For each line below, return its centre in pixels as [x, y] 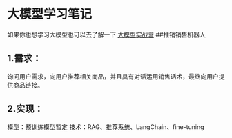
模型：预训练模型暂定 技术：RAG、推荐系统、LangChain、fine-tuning [106, 127]
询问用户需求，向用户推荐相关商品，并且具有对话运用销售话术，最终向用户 [113, 76]
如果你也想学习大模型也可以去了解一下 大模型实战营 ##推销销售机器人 [106, 34]
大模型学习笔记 [50, 14]
